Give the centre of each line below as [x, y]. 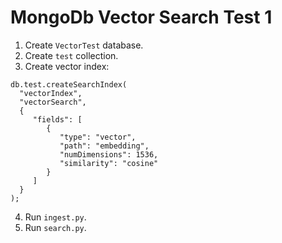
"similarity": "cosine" [109, 163]
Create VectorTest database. [84, 45]
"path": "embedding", [104, 146]
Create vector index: [67, 66]
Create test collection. [71, 55]
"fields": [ [57, 119]
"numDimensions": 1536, [109, 154]
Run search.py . [55, 227]
